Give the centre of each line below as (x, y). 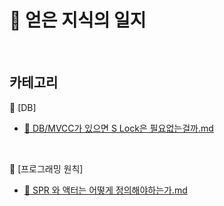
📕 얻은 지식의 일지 (78, 20)
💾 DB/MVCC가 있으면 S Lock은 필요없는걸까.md (118, 128)
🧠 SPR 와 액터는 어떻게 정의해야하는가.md (105, 190)
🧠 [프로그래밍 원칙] (46, 168)
